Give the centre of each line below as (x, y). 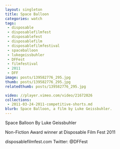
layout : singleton (24, 9)
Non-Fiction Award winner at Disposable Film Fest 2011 (60, 132)
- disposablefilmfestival (33, 46)
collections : (18, 100)
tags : (10, 23)
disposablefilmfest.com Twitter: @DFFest (46, 141)
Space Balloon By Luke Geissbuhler (41, 123)
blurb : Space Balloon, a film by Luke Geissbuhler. (59, 109)
